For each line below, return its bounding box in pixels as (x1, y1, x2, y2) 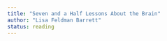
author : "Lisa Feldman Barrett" (7, 17, 101, 24)
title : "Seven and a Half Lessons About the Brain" (7, 10, 161, 17)
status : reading (7, 23, 55, 30)
